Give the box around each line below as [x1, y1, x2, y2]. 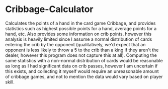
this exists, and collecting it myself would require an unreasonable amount [5, 68, 159, 74]
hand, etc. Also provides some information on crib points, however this [5, 31, 152, 37]
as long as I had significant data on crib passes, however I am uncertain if [5, 63, 158, 69]
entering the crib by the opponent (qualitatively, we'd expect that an [5, 41, 146, 47]
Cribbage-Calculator [5, 4, 94, 15]
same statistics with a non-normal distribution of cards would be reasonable [5, 57, 163, 63]
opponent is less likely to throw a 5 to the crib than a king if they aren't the [5, 47, 159, 53]
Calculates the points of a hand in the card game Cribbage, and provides [5, 20, 156, 26]
